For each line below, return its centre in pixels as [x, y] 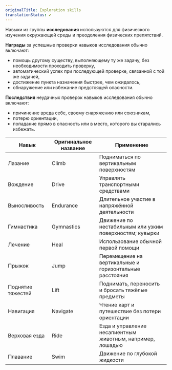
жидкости [111, 360]
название [73, 148]
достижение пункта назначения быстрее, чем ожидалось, [77, 82]
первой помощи [119, 248]
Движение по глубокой [128, 353]
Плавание [20, 357]
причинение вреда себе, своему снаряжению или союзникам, [82, 113]
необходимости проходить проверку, [54, 66]
